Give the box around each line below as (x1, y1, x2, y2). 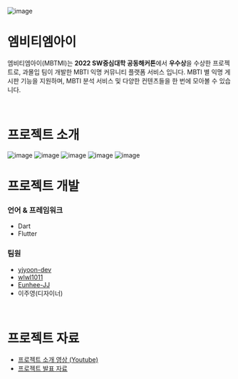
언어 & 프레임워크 (7, 205, 63, 215)
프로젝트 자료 (7, 330, 80, 346)
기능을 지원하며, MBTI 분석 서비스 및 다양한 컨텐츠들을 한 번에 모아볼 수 (20, 76, 218, 85)
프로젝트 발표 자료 (17, 364, 68, 373)
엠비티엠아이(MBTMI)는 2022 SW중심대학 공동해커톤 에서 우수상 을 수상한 (7, 58, 212, 67)
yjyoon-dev (17, 265, 52, 274)
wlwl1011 (17, 273, 43, 281)
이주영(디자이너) (17, 289, 63, 297)
